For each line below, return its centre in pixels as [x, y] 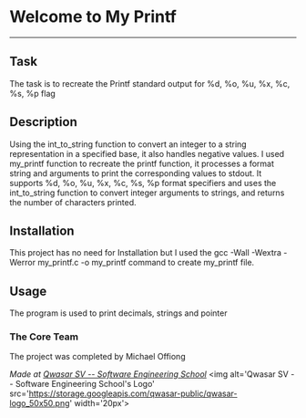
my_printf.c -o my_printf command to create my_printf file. [146, 263]
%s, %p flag [33, 93]
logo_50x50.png [40, 403]
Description [43, 122]
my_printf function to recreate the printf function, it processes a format [142, 163]
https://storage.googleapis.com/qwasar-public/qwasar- [133, 393]
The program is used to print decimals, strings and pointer [118, 313]
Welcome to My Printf [93, 17]
